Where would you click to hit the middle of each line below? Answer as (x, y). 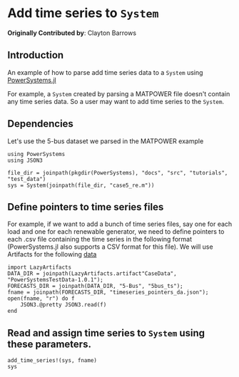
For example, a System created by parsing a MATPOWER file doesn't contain (119, 93)
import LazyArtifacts (40, 268)
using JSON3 (25, 160)
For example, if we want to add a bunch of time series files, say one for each (120, 224)
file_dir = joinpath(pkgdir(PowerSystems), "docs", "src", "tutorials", (118, 172)
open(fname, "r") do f (41, 299)
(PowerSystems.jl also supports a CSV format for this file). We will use (110, 247)
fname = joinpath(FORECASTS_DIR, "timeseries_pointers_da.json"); (108, 293)
